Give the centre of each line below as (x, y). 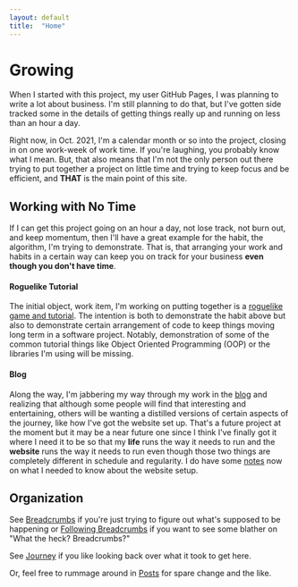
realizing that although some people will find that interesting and (128, 404)
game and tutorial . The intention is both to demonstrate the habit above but (148, 316)
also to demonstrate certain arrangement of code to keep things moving (142, 325)
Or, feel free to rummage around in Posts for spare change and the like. (140, 574)
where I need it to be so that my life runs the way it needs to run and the (142, 441)
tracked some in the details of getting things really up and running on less (145, 113)
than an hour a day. (45, 123)
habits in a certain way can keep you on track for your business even (136, 256)
